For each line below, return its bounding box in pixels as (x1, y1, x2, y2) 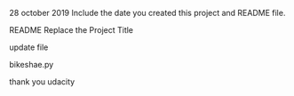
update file (9, 42, 49, 52)
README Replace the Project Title (9, 25, 134, 35)
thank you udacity (9, 76, 75, 87)
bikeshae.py (9, 60, 54, 69)
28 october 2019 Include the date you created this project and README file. (9, 8, 286, 18)
